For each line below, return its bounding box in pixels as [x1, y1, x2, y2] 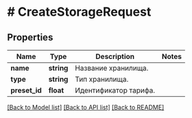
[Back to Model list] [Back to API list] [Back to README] [7, 104, 165, 111]
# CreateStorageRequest [7, 4, 152, 20]
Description [95, 52, 135, 61]
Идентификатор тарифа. [75, 86, 156, 95]
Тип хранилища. [75, 75, 129, 84]
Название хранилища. [75, 63, 149, 73]
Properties [7, 32, 53, 43]
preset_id [10, 86, 43, 95]
